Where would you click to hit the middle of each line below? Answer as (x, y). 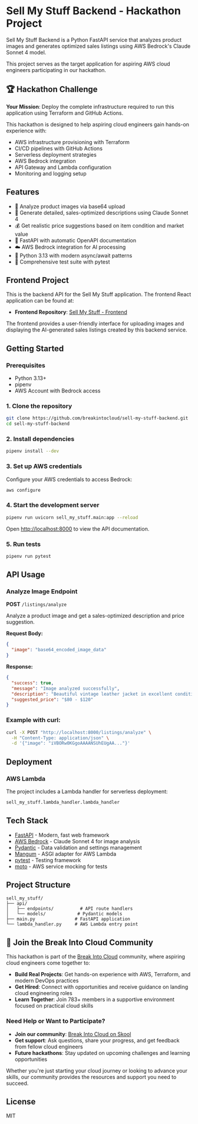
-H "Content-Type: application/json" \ (60, 738)
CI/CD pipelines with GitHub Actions (59, 148)
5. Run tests (24, 544)
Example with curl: (33, 720)
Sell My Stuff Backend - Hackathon (93, 11)
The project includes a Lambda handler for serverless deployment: (87, 791)
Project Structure (38, 885)
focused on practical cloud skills (54, 1006)
